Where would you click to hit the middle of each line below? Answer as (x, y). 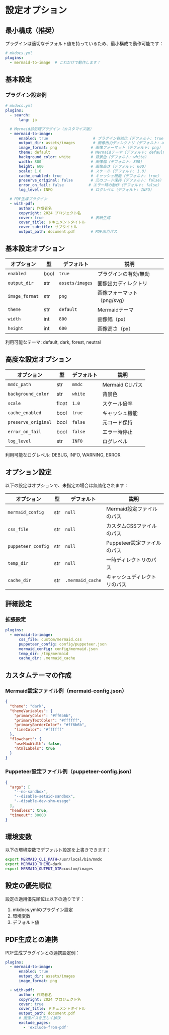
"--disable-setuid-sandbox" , (45, 797)
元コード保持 (117, 422)
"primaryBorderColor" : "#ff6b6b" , (50, 725)
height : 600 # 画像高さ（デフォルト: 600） (83, 166)
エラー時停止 (117, 432)
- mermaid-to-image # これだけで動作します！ (55, 62)
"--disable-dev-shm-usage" (43, 801)
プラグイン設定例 (26, 95)
